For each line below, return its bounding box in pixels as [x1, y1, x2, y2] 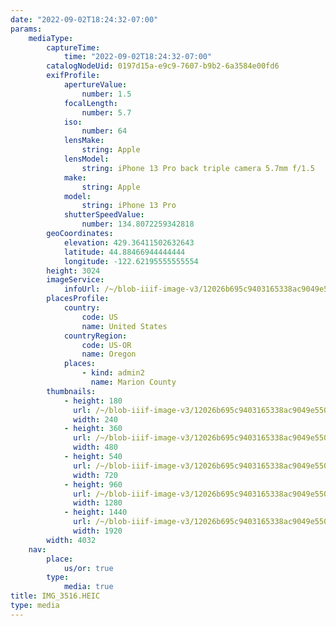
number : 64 [81, 126, 128, 136]
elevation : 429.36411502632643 [63, 237, 195, 248]
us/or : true [63, 563, 114, 573]
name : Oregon [81, 349, 137, 360]
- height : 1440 [63, 507, 128, 518]
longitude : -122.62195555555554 [63, 256, 199, 266]
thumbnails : [46, 386, 97, 396]
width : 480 [73, 442, 118, 453]
